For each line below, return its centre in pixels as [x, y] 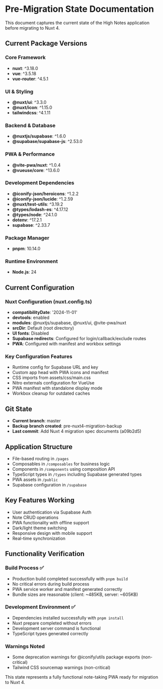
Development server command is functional [56, 628]
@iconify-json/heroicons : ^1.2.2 [45, 194]
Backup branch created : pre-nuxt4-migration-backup [67, 426]
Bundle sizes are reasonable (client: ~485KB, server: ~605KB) [75, 594]
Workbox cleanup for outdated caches [51, 393]
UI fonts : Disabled [30, 333]
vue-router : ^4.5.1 [30, 79]
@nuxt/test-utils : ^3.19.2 [38, 204]
